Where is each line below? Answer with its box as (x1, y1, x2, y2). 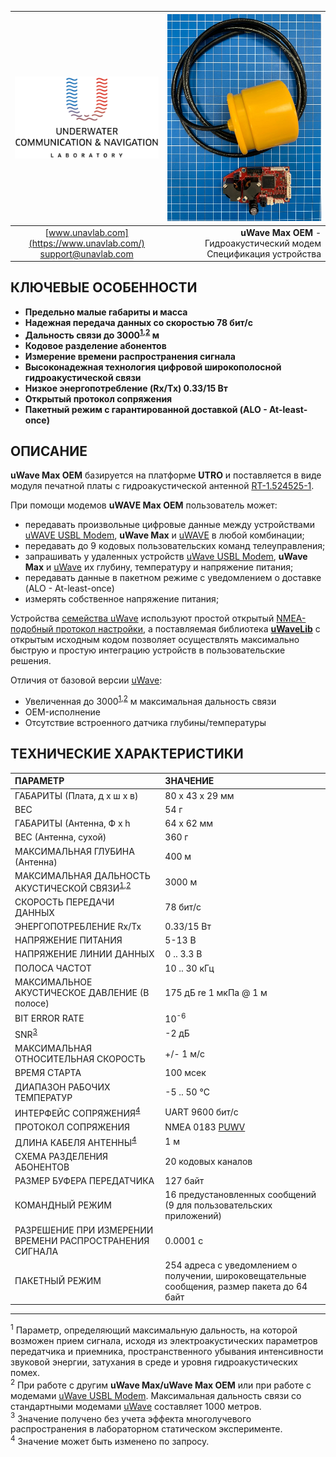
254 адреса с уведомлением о (164, 1259, 298, 1271)
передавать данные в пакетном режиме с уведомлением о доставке (24, 572, 322, 584)
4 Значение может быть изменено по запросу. (10, 1434, 210, 1447)
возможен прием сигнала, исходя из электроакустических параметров (10, 1334, 318, 1346)
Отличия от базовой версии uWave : (10, 674, 163, 686)
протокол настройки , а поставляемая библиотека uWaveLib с (55, 623, 321, 635)
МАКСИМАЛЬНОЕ (14, 976, 93, 988)
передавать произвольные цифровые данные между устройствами (24, 519, 315, 531)
